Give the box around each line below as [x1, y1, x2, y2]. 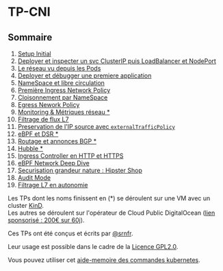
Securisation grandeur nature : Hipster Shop [17, 166, 142, 174]
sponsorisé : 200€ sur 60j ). [8, 216, 85, 224]
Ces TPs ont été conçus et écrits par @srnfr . [8, 229, 133, 237]
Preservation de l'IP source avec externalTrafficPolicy [17, 123, 176, 130]
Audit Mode [17, 174, 51, 182]
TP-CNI [8, 4, 51, 20]
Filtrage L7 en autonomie [17, 181, 88, 189]
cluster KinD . [8, 202, 44, 209]
